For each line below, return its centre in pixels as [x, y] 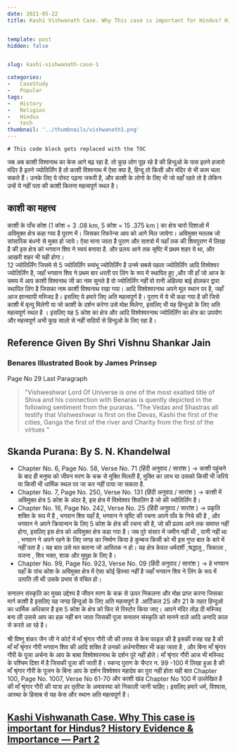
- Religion [26, 110]
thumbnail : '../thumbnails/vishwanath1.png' [73, 130]
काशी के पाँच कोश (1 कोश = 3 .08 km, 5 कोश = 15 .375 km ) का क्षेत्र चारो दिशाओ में [108, 225]
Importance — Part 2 [53, 739]
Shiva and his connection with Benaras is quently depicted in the [118, 399]
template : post [30, 39]
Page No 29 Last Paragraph [47, 378]
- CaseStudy [28, 84]
